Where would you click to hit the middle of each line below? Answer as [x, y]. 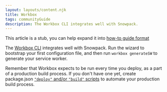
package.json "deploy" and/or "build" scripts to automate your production [82, 79]
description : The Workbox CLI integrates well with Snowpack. [72, 24]
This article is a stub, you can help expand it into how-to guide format [77, 38]
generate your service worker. [36, 59]
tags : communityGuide [28, 19]
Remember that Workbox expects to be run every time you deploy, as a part [84, 68]
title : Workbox [21, 15]
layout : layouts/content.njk [36, 10]
